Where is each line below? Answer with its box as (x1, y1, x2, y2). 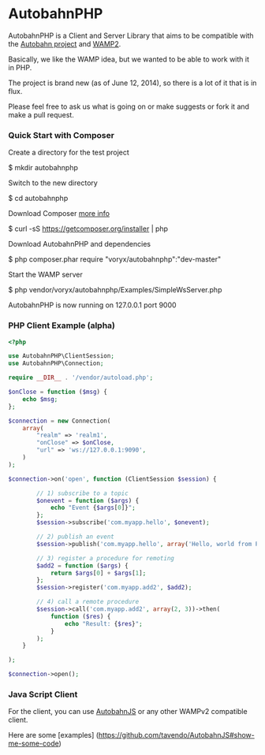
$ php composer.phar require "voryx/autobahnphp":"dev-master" (8, 255, 222, 264)
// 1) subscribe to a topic (36, 489, 129, 497)
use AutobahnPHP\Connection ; (8, 359, 104, 367)
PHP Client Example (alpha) (8, 320, 116, 331)
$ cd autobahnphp (8, 194, 69, 203)
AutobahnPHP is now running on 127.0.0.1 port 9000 (8, 300, 177, 310)
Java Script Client (8, 689, 78, 700)
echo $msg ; (22, 395, 58, 403)
